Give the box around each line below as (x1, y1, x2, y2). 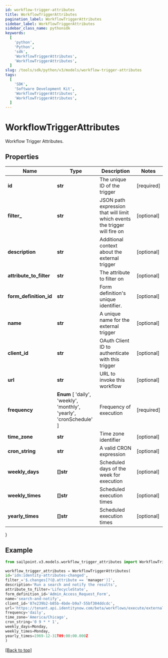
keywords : (5, 30, 26, 35)
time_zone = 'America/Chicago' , (5, 615, 68, 620)
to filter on (99, 275, 124, 282)
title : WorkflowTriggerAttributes (5, 12, 77, 17)
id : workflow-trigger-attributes (5, 7, 75, 12)
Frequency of (99, 403, 131, 410)
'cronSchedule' (56, 416, 93, 423)
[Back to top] (5, 647, 32, 653)
